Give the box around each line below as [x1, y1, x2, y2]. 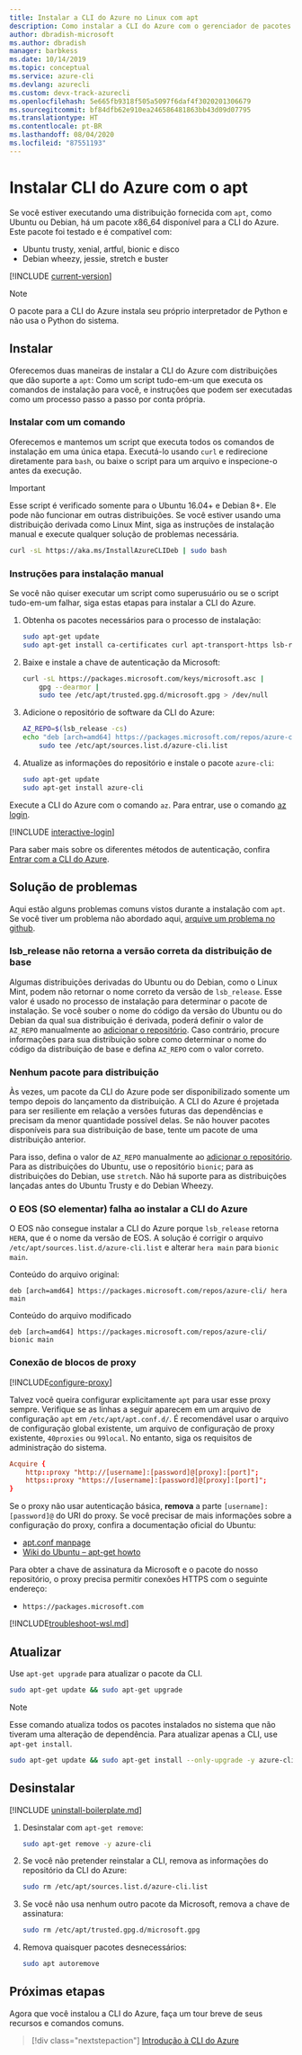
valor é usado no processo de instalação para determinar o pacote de [9, 996, 268, 1006]
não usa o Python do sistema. [9, 315, 120, 326]
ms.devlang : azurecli [9, 80, 91, 89]
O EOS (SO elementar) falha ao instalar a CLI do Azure [9, 1202, 249, 1215]
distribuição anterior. [9, 1134, 86, 1145]
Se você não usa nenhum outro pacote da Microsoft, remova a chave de [22, 1899, 290, 1909]
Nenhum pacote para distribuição [9, 1066, 159, 1078]
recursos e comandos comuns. [9, 2017, 124, 2028]
